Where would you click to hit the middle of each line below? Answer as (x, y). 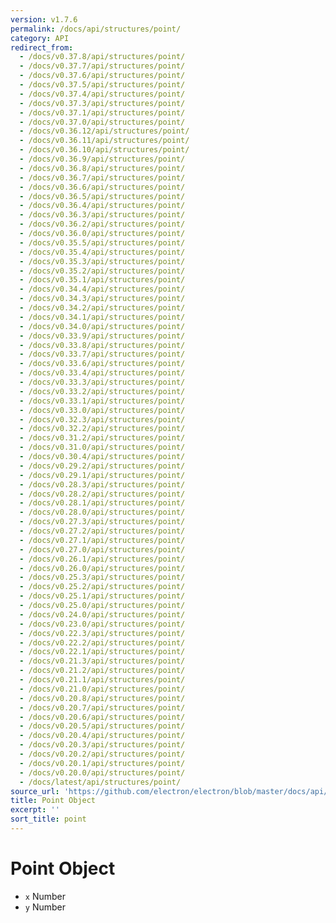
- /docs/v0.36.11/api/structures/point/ (104, 141)
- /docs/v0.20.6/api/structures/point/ (102, 717)
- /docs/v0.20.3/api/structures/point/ (102, 745)
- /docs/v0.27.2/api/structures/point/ (102, 531)
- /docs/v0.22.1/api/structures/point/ (102, 652)
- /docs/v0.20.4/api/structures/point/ (102, 736)
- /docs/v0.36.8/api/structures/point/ (102, 168)
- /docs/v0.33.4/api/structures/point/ (102, 373)
